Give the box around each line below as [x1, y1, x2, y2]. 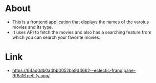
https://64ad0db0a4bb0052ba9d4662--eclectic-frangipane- [12, 67, 136, 73]
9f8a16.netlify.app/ [12, 72, 50, 78]
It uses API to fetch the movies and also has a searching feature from [12, 29, 152, 35]
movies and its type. [12, 24, 53, 30]
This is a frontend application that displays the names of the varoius [12, 19, 149, 25]
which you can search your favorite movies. [12, 34, 101, 40]
